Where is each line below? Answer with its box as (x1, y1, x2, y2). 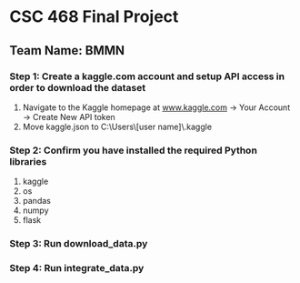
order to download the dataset (9, 81, 146, 94)
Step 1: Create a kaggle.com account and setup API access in (9, 70, 285, 83)
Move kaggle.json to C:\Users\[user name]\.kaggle (22, 121, 212, 132)
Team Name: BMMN (9, 43, 125, 58)
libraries (9, 155, 47, 167)
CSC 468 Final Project (9, 6, 179, 27)
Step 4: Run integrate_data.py (9, 262, 145, 275)
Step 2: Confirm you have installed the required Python (9, 144, 257, 157)
